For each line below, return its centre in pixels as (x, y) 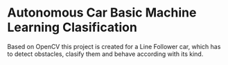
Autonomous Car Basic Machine (102, 13)
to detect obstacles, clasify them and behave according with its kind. (105, 54)
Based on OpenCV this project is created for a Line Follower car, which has (114, 46)
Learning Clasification (72, 27)
